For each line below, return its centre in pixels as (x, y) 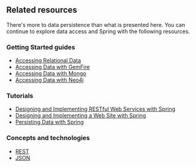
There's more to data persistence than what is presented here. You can (96, 24)
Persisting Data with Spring (49, 122)
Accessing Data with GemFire (53, 67)
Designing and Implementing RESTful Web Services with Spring (95, 109)
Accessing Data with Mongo (51, 73)
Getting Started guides (41, 47)
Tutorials (20, 96)
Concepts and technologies (48, 138)
